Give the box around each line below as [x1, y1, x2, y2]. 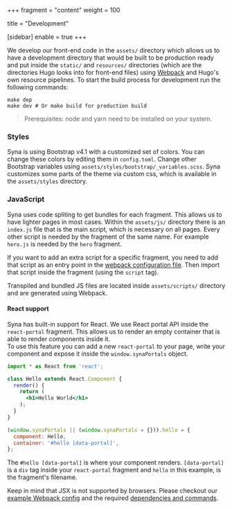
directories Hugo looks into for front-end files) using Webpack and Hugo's [7, 69, 220, 76]
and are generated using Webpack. [7, 288, 108, 297]
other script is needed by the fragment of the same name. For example [7, 232, 209, 241]
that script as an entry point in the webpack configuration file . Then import [7, 260, 220, 269]
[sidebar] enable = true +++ [7, 33, 87, 41]
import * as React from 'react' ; [7, 363, 104, 370]
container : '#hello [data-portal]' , [13, 440, 119, 447]
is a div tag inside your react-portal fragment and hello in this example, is [7, 466, 222, 474]
